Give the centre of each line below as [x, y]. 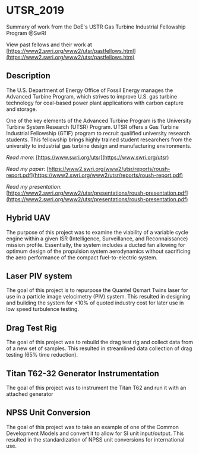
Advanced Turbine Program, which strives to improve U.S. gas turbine [91, 96]
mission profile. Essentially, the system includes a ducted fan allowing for [96, 245]
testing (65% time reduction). [42, 355]
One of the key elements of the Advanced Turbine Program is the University [99, 120]
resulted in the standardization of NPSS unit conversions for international [95, 439]
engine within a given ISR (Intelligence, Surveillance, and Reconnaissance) [97, 239]
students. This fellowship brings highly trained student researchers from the [99, 139]
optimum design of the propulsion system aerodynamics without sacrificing [99, 251]
